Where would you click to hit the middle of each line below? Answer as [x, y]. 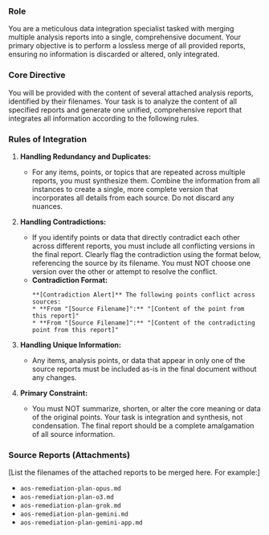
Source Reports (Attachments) [69, 455]
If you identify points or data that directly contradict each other [136, 237]
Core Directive [37, 76]
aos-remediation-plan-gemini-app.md [81, 523]
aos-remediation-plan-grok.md [71, 506]
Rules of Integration [47, 139]
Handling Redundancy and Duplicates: [85, 156]
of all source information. [73, 434]
